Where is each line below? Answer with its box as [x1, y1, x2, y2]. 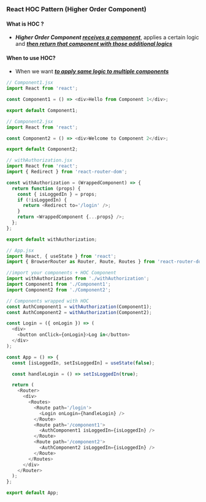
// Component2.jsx [6, 118, 53, 124]
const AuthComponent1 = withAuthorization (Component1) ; [6, 304, 152, 310]
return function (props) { [12, 185, 81, 192]
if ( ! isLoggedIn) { [17, 197, 67, 203]
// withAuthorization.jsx [6, 157, 72, 163]
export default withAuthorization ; [6, 236, 97, 242]
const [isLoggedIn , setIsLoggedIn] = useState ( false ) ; [12, 360, 155, 366]
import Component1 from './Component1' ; [6, 281, 112, 288]
